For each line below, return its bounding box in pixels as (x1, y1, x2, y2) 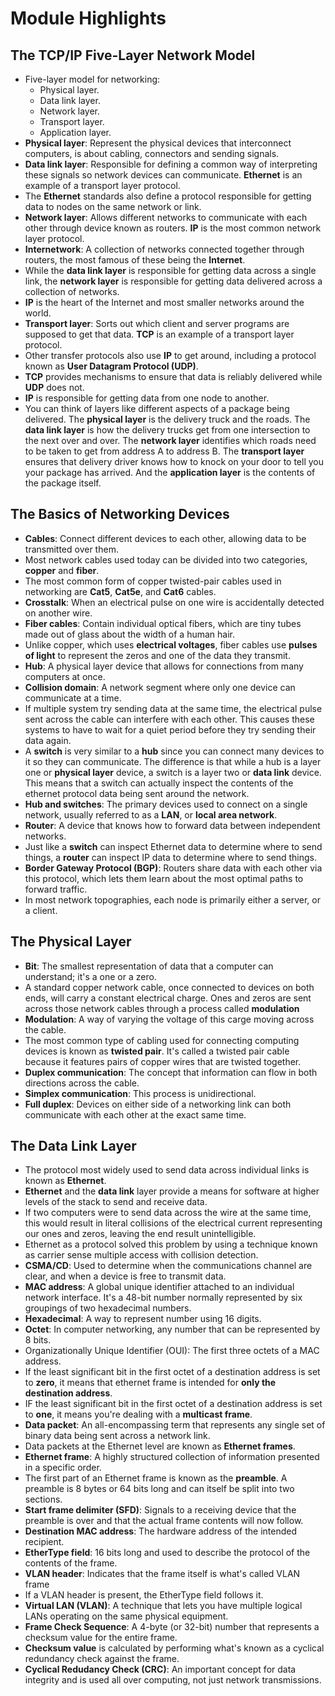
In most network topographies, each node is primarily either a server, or (24, 893, 321, 906)
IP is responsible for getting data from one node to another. (24, 392, 270, 404)
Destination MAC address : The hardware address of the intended (24, 1525, 297, 1537)
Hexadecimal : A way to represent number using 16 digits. (24, 1313, 262, 1325)
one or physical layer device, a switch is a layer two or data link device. (24, 766, 322, 778)
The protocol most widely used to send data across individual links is (24, 1164, 310, 1176)
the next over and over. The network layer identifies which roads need (24, 435, 317, 446)
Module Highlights (10, 7, 167, 30)
